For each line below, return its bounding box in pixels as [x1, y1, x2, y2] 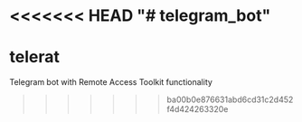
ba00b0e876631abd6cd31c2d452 [166, 94, 294, 105]
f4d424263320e [166, 104, 229, 115]
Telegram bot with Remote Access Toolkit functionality [9, 77, 212, 88]
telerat [9, 47, 61, 68]
